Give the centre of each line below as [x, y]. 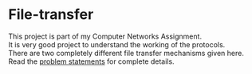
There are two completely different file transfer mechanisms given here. [126, 53]
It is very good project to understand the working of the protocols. [117, 44]
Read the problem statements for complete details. [91, 61]
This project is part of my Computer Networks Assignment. [105, 36]
